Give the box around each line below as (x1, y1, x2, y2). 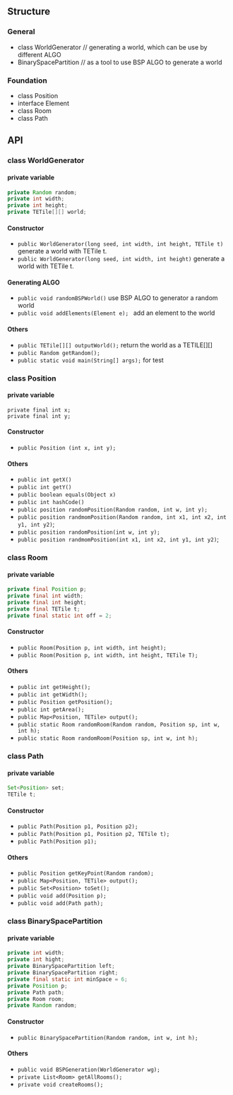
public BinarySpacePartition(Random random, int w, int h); (17, 1034, 198, 1041)
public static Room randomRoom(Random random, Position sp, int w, (17, 722, 220, 729)
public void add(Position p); (17, 892, 107, 899)
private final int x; (7, 406, 71, 414)
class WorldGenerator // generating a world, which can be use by (17, 42, 208, 52)
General (7, 27, 35, 37)
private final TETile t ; (7, 605, 80, 613)
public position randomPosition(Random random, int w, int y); (17, 506, 208, 514)
